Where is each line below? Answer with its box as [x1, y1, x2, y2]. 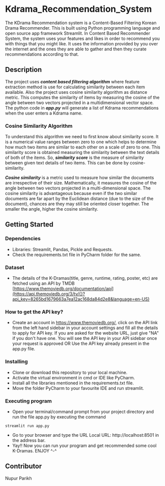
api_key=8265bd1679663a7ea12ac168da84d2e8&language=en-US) [12, 296, 150, 302]
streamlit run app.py [5, 423, 50, 428]
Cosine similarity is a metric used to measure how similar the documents [5, 175, 154, 181]
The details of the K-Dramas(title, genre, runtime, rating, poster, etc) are [12, 275, 158, 281]
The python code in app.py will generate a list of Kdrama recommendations [5, 105, 159, 111]
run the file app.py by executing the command [12, 413, 106, 420]
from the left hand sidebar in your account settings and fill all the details [12, 325, 159, 331]
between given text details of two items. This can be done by [5, 160, 129, 166]
